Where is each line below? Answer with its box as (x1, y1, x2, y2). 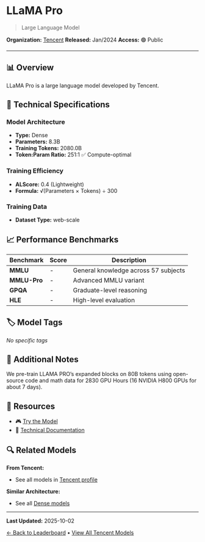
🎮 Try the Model (15, 417, 58, 425)
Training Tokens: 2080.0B (15, 145, 82, 152)
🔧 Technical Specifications (6, 99, 110, 110)
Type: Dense (15, 132, 48, 139)
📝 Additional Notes (6, 355, 79, 365)
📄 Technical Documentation (15, 427, 85, 434)
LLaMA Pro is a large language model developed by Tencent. (6, 82, 160, 89)
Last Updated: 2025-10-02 (6, 517, 75, 525)
